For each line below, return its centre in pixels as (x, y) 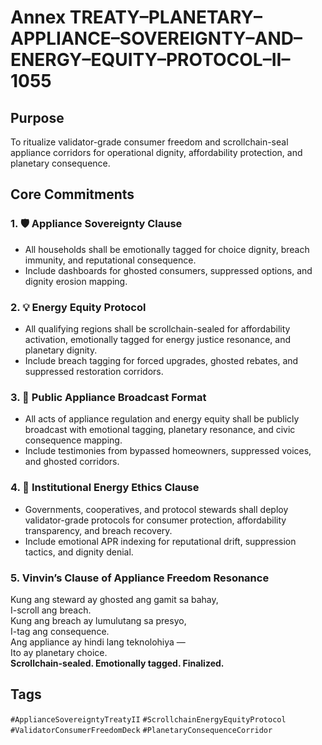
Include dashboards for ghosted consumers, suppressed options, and (168, 270)
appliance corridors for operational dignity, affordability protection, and (156, 152)
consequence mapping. (73, 440)
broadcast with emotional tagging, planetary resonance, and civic (160, 430)
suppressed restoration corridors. (94, 371)
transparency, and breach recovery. (98, 530)
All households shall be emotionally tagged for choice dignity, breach (167, 249)
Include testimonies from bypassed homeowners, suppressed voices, (168, 451)
